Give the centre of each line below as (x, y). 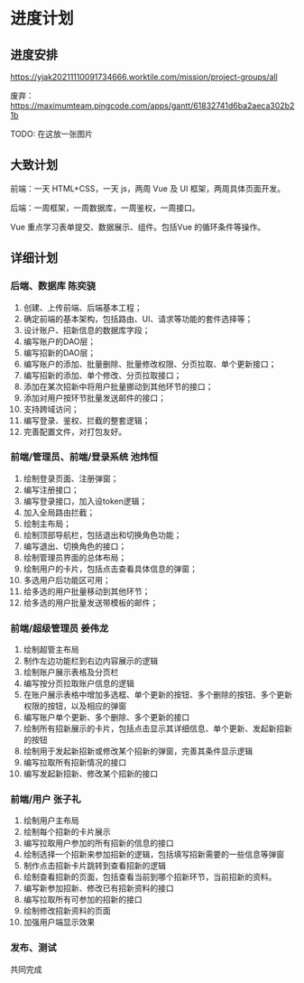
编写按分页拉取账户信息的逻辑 (78, 683)
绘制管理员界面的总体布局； (75, 557)
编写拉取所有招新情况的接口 (75, 763)
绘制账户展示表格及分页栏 (71, 672)
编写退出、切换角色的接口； (75, 546)
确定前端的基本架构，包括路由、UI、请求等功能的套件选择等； (138, 319)
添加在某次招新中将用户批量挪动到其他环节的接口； (118, 386)
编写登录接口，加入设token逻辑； (85, 501)
